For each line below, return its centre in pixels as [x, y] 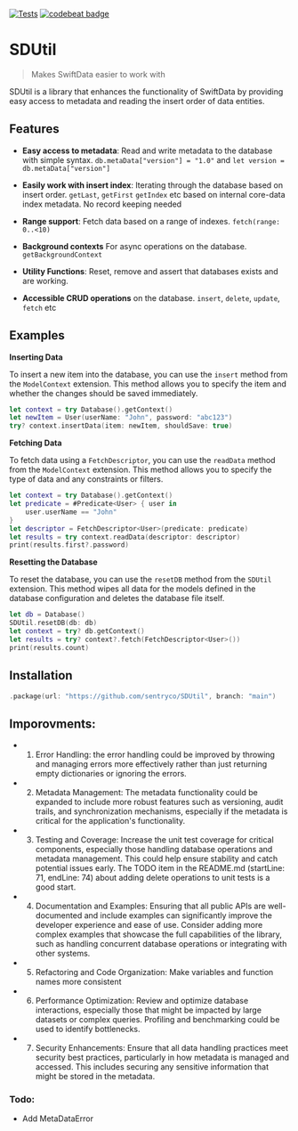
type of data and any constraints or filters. [86, 479]
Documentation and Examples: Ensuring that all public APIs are [151, 906]
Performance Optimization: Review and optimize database [142, 1001]
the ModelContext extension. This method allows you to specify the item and [148, 384]
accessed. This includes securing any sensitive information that [152, 1067]
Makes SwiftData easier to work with [98, 74]
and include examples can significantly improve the [178, 915]
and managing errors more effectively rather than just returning [151, 764]
